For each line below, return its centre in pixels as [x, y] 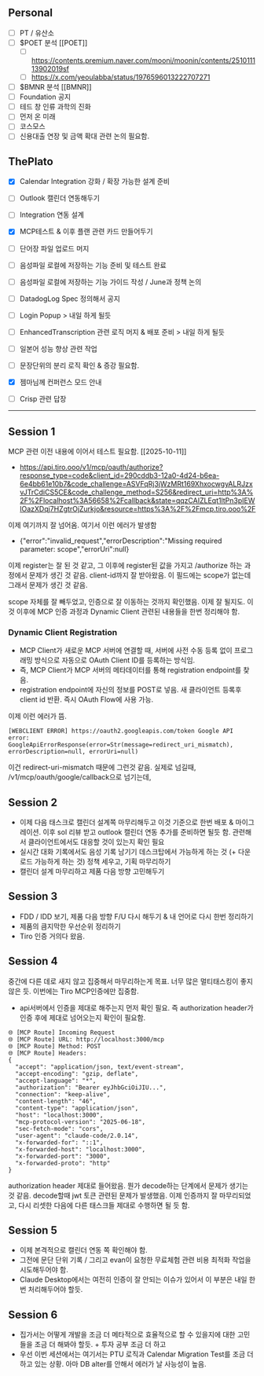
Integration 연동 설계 [52, 215]
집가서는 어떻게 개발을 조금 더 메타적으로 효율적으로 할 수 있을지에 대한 [127, 1334]
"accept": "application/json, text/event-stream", [100, 1067]
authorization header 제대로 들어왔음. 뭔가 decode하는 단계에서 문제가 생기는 [128, 1185]
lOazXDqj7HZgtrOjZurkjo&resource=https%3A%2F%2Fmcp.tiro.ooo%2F [137, 508]
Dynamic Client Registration [63, 632]
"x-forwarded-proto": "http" [63, 1163]
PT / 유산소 [37, 33]
